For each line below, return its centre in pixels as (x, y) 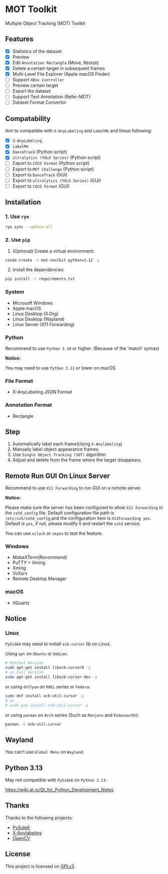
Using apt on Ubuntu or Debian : (37, 654)
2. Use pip (18, 240)
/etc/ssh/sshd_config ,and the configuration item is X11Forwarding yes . (78, 518)
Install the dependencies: (39, 270)
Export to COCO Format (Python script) (51, 163)
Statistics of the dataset (37, 51)
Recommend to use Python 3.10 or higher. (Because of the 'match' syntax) (82, 348)
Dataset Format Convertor (39, 102)
